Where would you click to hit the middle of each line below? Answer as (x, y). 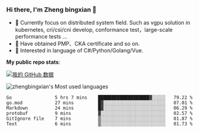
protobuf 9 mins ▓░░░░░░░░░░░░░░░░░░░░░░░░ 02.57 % (99, 114)
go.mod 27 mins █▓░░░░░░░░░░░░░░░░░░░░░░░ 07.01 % (99, 103)
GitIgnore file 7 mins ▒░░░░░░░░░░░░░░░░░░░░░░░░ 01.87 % (99, 119)
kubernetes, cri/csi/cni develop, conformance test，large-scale (94, 30)
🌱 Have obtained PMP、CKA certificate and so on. (77, 44)
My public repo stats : (33, 62)
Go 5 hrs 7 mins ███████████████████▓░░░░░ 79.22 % (99, 98)
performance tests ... (41, 37)
